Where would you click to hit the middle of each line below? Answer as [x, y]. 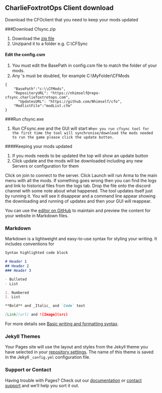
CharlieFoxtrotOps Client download [59, 8]
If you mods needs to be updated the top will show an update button [80, 156]
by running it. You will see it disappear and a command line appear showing [80, 196]
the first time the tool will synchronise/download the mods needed [82, 133]
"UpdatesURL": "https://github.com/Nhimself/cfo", [70, 102]
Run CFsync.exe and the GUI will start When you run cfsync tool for [81, 128]
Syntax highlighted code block [37, 253]
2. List [13, 297]
